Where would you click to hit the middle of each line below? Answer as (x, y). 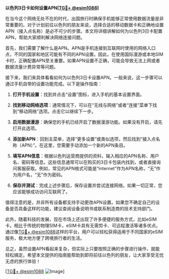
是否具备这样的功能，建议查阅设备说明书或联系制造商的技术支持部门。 (82, 208)
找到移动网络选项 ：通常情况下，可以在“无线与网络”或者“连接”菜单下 (82, 105)
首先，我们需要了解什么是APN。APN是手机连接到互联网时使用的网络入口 (80, 48)
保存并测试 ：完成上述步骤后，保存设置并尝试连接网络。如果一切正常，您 (87, 185)
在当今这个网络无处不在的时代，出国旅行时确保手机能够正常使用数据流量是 (82, 19)
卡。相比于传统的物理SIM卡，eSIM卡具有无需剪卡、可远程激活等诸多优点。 (83, 226)
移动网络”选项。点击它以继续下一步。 (58, 111)
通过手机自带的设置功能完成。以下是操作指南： (54, 84)
